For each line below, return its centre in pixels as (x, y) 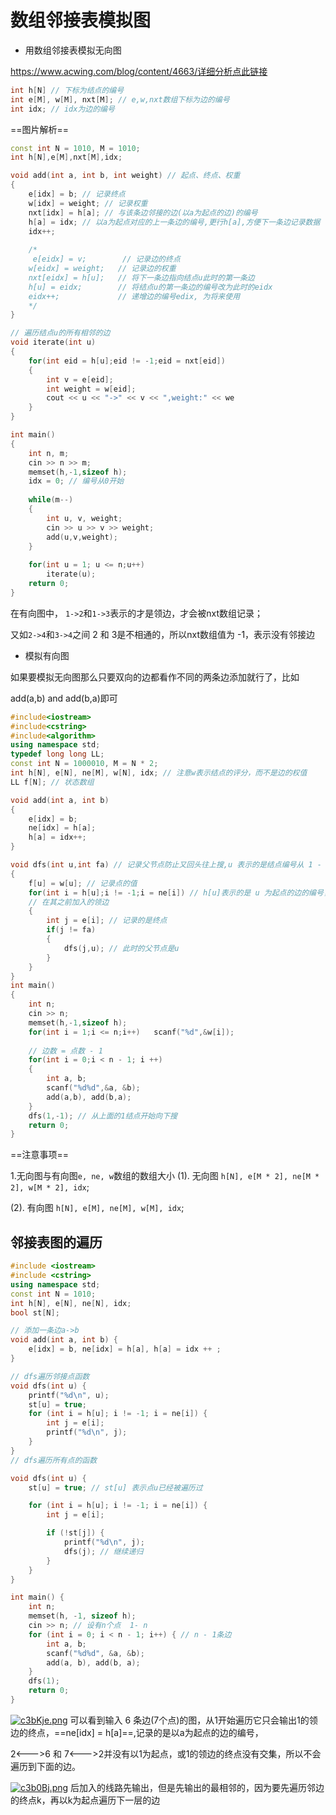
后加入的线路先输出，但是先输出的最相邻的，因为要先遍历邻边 (197, 1787)
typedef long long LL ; (57, 754)
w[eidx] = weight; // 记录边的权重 (102, 269)
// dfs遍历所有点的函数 (54, 1460)
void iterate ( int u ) (53, 342)
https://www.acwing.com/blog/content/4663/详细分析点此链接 (139, 71)
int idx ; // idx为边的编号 (62, 109)
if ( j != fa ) (71, 930)
